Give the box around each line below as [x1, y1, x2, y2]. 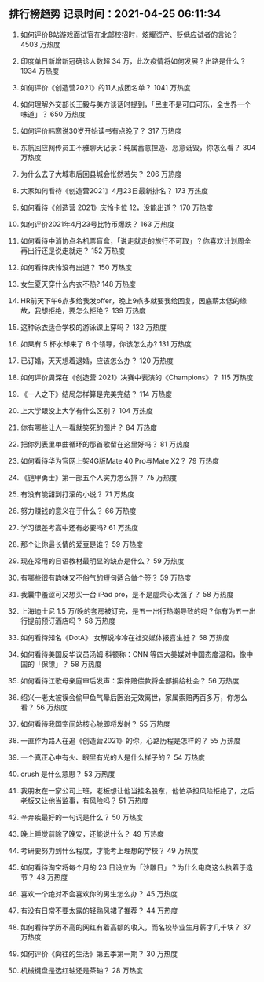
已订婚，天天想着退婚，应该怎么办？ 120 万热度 [20, 356, 174, 365]
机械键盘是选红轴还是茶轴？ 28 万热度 [20, 966, 144, 975]
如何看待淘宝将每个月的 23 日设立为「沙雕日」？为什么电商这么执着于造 [20, 863, 254, 872]
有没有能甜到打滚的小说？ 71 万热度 [20, 489, 135, 499]
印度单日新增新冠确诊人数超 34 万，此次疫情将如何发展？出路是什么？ [20, 56, 247, 65]
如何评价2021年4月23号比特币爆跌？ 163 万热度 [20, 219, 175, 229]
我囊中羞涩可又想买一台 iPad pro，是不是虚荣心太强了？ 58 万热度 [20, 589, 234, 599]
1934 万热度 [20, 66, 60, 75]
